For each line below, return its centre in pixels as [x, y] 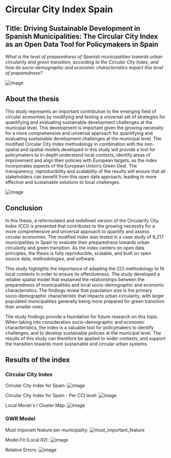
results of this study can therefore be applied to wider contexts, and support [86, 338]
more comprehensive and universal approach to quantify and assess [77, 231]
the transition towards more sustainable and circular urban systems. [77, 344]
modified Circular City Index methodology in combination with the [74, 144]
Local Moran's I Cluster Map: [36, 405]
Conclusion [24, 208]
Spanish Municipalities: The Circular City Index [82, 36]
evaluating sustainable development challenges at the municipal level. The [83, 138]
